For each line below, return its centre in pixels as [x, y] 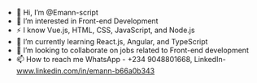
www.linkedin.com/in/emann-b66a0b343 [85, 71]
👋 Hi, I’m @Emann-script [57, 12]
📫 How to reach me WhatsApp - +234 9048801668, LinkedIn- [121, 59]
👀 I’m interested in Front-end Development [87, 21]
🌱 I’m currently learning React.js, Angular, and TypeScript [112, 41]
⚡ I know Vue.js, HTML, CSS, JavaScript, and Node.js [105, 30]
